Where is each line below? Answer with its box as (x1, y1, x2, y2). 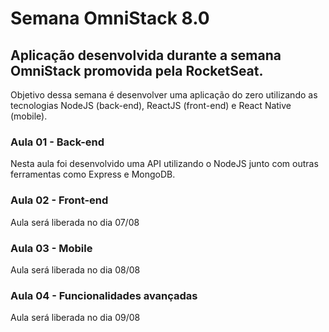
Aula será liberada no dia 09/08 (10, 312, 141, 324)
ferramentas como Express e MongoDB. (10, 168, 176, 181)
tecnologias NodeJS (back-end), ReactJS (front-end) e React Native (10, 100, 292, 111)
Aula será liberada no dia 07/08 (10, 216, 140, 228)
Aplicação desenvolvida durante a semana (10, 47, 282, 64)
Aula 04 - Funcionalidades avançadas (10, 288, 198, 302)
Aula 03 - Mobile (10, 241, 93, 255)
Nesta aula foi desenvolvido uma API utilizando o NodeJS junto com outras (10, 158, 319, 170)
